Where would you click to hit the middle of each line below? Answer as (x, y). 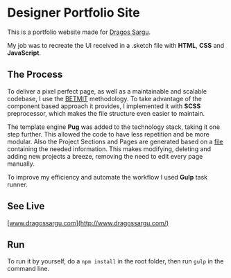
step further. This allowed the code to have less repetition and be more (108, 134)
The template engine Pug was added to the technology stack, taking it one (114, 127)
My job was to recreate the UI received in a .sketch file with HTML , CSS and (116, 45)
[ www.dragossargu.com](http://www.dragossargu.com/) (88, 223)
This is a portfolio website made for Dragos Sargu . (79, 32)
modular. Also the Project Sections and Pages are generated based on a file (115, 141)
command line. (28, 269)
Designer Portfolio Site (74, 13)
